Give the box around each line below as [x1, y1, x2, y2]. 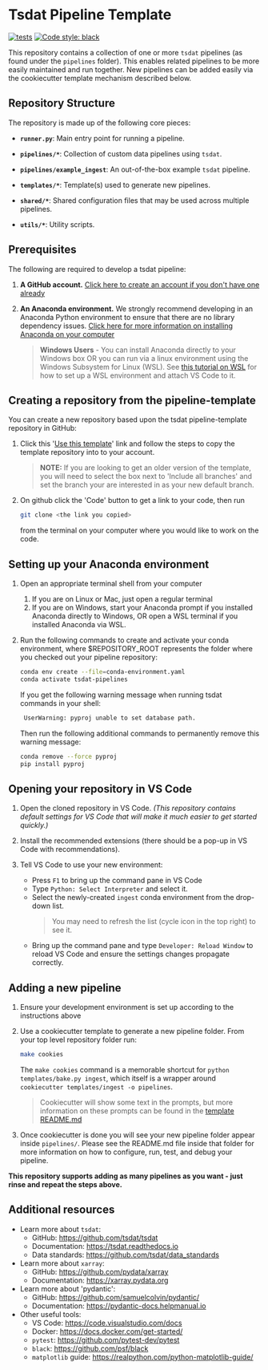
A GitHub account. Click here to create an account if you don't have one [19, 279, 260, 290]
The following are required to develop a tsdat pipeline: [8, 264, 186, 274]
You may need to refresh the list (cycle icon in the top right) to [51, 917, 256, 926]
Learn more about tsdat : [19, 1224, 102, 1234]
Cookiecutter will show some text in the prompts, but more [39, 1097, 234, 1107]
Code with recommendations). [19, 845, 120, 854]
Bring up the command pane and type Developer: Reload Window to [31, 941, 254, 950]
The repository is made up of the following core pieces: [8, 118, 191, 128]
